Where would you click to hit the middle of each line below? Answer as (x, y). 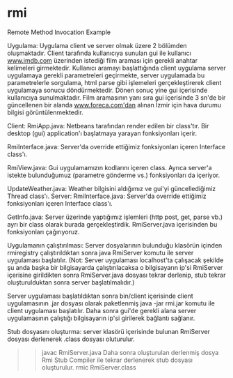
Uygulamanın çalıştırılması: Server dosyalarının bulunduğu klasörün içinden (115, 245)
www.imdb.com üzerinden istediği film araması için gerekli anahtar (103, 60)
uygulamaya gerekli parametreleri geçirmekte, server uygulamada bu (106, 75)
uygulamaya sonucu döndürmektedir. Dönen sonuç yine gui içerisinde (107, 90)
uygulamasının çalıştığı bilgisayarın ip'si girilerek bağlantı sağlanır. (101, 318)
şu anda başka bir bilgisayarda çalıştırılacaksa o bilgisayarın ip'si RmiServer (115, 267)
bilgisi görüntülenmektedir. (45, 112)
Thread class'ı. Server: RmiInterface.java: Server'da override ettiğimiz (107, 196)
